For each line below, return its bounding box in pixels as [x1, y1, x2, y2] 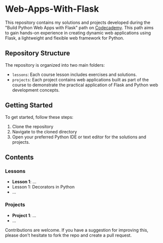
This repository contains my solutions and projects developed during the [5, 19, 151, 25]
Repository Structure [5, 49, 71, 57]
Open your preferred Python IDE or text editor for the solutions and [12, 134, 146, 140]
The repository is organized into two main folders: [5, 62, 105, 68]
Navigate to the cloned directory [12, 129, 77, 134]
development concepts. [12, 87, 60, 93]
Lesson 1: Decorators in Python [12, 184, 75, 190]
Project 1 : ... [12, 212, 36, 218]
